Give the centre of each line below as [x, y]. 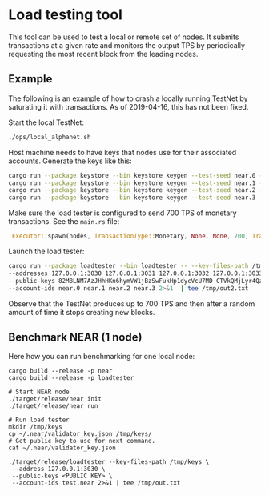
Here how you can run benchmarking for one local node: [102, 357]
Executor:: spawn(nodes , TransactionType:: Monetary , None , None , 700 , [130, 236]
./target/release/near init [55, 399]
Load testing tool [65, 15]
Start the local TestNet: [46, 122]
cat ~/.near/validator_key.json [62, 448]
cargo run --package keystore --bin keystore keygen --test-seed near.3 [132, 198]
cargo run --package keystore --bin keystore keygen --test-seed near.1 [132, 183]
